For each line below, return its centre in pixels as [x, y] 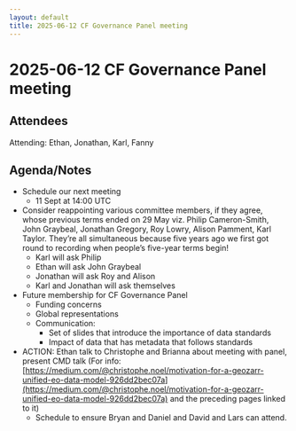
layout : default [39, 17]
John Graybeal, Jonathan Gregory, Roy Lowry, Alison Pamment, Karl [147, 229]
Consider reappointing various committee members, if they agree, [142, 210]
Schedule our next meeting [71, 192]
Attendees [39, 121]
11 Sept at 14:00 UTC [73, 201]
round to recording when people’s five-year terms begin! [125, 248]
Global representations [77, 314]
